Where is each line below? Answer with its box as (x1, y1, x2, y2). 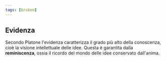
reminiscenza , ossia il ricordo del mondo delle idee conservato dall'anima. (5, 50, 160, 56)
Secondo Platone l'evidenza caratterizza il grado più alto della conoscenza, (5, 39, 161, 45)
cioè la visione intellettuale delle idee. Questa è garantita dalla (5, 45, 133, 51)
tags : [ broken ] (5, 7, 37, 13)
